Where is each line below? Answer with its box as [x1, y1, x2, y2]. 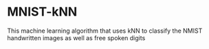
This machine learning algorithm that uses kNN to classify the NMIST [7, 27, 203, 35]
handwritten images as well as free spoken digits [7, 33, 146, 42]
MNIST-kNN [7, 4, 78, 20]
